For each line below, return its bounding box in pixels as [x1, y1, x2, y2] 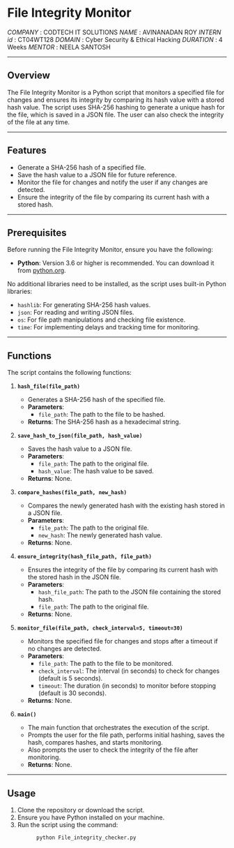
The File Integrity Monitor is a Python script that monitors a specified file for [7, 88, 225, 96]
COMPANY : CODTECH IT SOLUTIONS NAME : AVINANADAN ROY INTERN [7, 28, 221, 36]
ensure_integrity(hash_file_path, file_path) [17, 553, 152, 560]
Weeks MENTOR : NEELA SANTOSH [7, 43, 111, 51]
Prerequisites [7, 227, 67, 239]
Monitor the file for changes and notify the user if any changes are [17, 178, 208, 186]
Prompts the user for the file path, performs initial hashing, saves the [27, 731, 225, 739]
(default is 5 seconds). [38, 674, 103, 683]
